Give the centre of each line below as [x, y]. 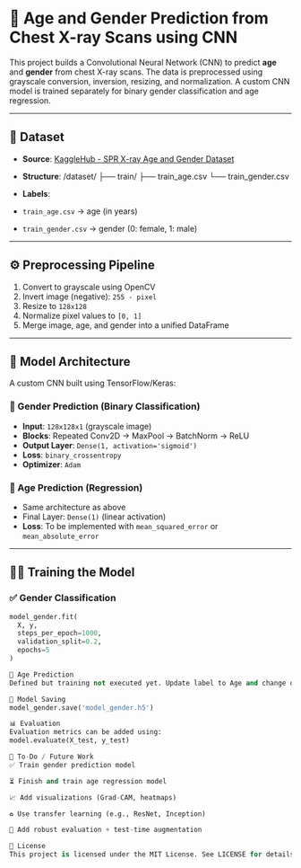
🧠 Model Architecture [70, 362]
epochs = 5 [34, 651]
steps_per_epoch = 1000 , [60, 633]
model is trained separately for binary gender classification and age [134, 91]
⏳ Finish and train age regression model [88, 781]
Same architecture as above [74, 507]
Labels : [36, 193]
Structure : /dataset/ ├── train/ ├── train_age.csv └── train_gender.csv [155, 176]
